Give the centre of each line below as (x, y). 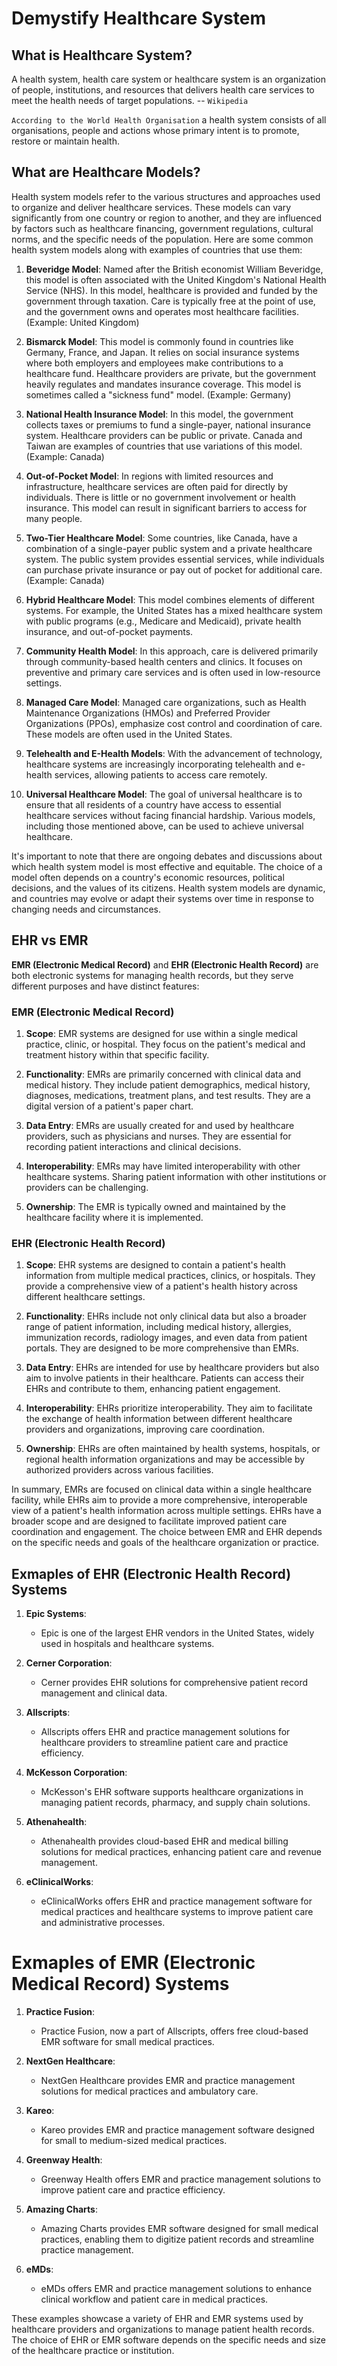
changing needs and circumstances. (86, 909)
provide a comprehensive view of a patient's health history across (161, 1286)
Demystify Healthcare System (138, 18)
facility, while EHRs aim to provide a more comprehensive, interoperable (159, 1500)
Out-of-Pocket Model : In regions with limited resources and (149, 476)
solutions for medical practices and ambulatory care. (149, 2091)
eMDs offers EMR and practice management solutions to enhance (176, 2288)
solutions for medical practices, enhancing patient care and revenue (181, 1852)
